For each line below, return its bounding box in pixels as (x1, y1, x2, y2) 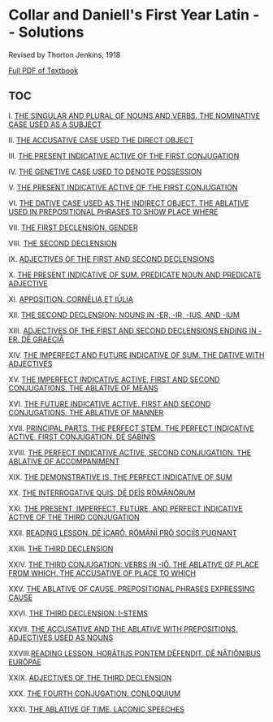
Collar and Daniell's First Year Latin (8, 6, 250, 24)
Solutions (18, 23, 84, 41)
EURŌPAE (8, 657, 42, 667)
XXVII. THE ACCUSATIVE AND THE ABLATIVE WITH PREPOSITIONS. (8, 624, 238, 633)
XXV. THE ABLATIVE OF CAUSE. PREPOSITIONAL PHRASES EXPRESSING (8, 584, 255, 594)
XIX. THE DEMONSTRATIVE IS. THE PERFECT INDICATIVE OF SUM (8, 472, 233, 481)
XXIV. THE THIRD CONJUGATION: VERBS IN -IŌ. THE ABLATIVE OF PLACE (8, 559, 259, 569)
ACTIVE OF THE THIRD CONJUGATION (8, 512, 140, 522)
